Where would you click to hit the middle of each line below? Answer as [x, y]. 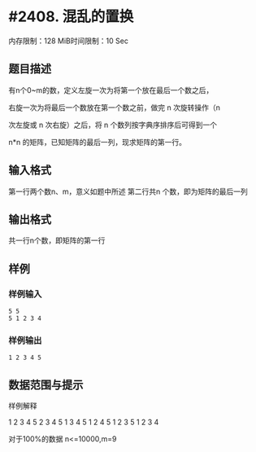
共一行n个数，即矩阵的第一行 [57, 240]
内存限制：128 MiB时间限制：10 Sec [68, 41]
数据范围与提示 [46, 385]
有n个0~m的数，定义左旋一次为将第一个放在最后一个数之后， [111, 90]
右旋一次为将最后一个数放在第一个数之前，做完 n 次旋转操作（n [115, 108]
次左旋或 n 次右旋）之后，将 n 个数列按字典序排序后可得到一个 [113, 125]
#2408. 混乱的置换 [71, 17]
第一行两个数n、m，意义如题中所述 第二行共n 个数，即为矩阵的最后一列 [128, 191]
